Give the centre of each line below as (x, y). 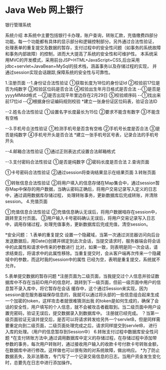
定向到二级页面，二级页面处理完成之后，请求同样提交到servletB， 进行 (85, 325)
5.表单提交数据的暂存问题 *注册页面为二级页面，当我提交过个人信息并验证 (80, 276)
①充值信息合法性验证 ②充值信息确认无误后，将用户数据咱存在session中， (82, 212)
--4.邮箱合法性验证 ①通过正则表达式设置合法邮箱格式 (60, 151)
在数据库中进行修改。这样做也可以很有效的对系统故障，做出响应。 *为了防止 (83, 350)
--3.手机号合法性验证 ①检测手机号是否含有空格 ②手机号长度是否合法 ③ (81, 128)
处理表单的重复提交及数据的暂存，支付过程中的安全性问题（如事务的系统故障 (83, 47)
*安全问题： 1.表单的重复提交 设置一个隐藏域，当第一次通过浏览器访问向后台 (83, 235)
